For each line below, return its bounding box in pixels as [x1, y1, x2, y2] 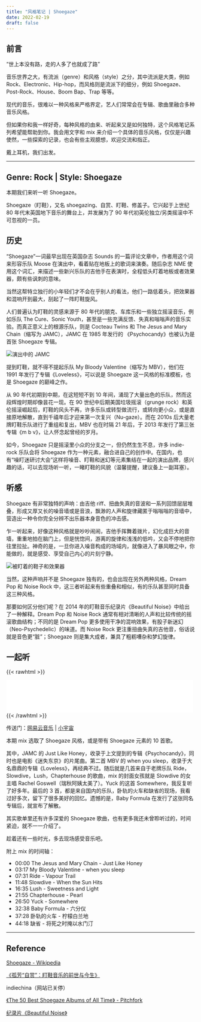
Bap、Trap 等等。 [74, 88, 118, 96]
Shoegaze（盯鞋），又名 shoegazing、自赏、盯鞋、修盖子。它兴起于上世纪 [6, 202, 190, 208]
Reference [6, 943, 46, 953]
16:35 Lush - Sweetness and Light [14, 885, 99, 892]
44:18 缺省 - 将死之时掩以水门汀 [14, 920, 94, 927]
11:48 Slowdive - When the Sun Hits [14, 879, 103, 886]
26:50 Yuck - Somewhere [14, 898, 78, 905]
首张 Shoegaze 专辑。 [6, 337, 60, 345]
